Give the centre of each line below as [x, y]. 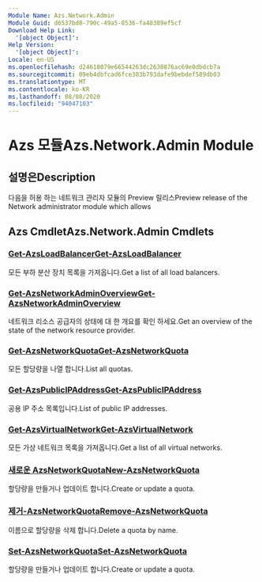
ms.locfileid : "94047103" [51, 104]
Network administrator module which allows [80, 207]
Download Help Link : [42, 30]
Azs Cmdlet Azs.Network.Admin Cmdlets [111, 232]
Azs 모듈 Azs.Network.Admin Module [131, 145]
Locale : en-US [32, 60]
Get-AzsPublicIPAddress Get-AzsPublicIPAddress [105, 390]
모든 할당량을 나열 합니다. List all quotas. [71, 369]
